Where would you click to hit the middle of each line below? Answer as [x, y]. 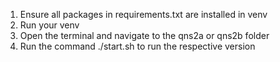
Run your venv [49, 25]
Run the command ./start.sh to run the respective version [137, 46]
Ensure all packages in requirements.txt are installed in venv [143, 14]
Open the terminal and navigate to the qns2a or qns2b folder [144, 35]
